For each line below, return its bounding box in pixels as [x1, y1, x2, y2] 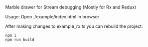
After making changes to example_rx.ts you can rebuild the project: [5, 23, 143, 29]
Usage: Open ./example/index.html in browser [5, 14, 100, 19]
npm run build [5, 37, 35, 42]
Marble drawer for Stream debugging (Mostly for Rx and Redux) [5, 4, 137, 10]
